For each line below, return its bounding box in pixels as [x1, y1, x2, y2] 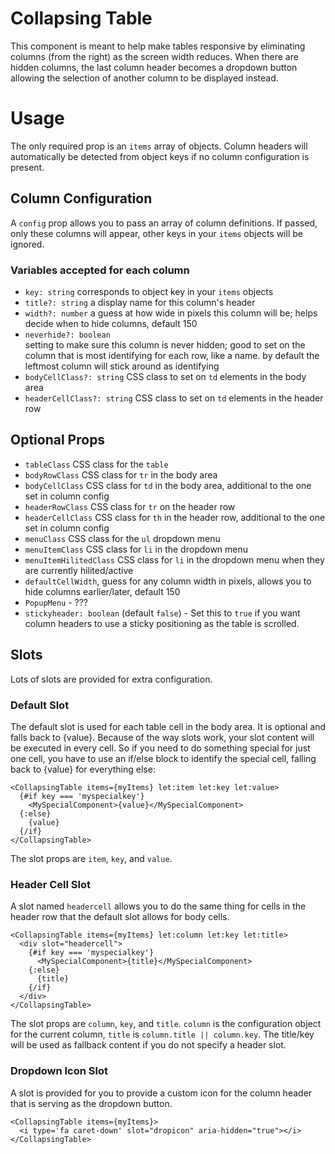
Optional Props [10, 432, 106, 449]
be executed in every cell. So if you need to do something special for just [10, 742, 311, 754]
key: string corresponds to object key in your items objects [24, 285, 274, 297]
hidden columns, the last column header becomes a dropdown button [10, 61, 298, 73]
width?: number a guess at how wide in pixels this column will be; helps [24, 307, 318, 319]
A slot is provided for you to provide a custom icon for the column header [10, 1087, 313, 1099]
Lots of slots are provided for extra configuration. [10, 673, 213, 685]
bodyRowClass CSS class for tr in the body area [24, 468, 218, 481]
